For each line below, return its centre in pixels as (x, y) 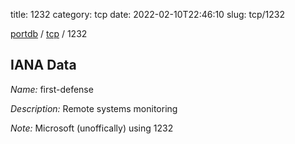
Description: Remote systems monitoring (94, 108)
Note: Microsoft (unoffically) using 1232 (92, 128)
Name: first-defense (52, 89)
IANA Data (43, 65)
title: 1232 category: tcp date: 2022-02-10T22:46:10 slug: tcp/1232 (147, 14)
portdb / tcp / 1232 (49, 33)
